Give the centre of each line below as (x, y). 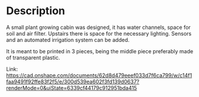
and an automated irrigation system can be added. (68, 40)
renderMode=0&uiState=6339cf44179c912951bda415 (72, 88)
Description (36, 11)
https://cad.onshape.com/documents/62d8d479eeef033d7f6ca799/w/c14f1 (99, 75)
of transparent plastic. (33, 57)
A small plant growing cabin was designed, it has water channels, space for (99, 27)
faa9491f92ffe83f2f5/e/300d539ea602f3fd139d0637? (73, 82)
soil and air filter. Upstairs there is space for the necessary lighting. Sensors (99, 33)
